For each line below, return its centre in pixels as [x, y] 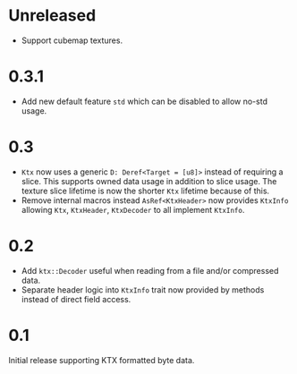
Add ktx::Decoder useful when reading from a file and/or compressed [150, 270]
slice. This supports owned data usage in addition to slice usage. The [149, 181]
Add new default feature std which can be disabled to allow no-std [144, 101]
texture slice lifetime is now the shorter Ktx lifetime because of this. [145, 191]
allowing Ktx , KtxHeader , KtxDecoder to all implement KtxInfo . [133, 209]
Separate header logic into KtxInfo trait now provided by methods [143, 289]
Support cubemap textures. [72, 40]
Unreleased [52, 16]
